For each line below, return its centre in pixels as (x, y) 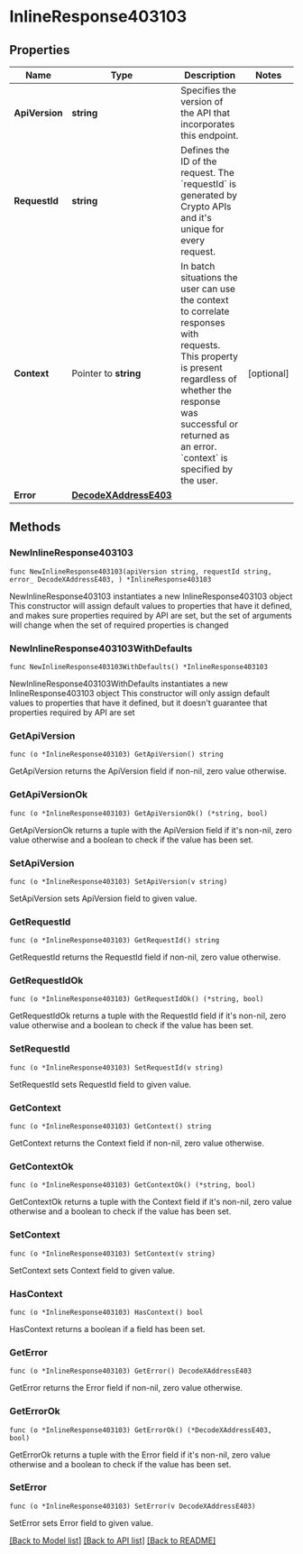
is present (201, 368)
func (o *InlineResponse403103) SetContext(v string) (113, 1254)
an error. (198, 446)
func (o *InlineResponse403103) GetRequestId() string (115, 941)
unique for (202, 229)
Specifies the (208, 90)
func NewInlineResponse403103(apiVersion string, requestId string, (141, 571)
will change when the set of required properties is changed (119, 625)
